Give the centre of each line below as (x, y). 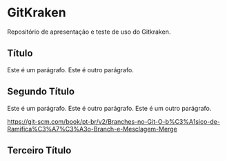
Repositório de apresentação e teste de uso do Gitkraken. (89, 32)
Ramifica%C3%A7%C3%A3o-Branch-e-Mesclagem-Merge (92, 129)
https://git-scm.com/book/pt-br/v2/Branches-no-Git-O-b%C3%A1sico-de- (114, 121)
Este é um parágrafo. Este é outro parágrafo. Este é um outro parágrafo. (109, 108)
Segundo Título (41, 92)
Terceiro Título (39, 150)
